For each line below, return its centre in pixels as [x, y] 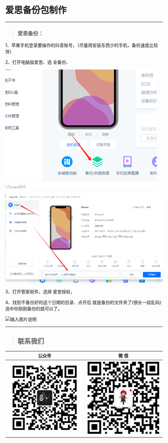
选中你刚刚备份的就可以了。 [34, 309]
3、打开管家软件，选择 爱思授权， [40, 291]
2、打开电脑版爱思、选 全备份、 [38, 62]
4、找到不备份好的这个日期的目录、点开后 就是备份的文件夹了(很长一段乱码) [83, 302]
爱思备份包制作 [36, 10]
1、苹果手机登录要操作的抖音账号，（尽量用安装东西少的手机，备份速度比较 [82, 45]
